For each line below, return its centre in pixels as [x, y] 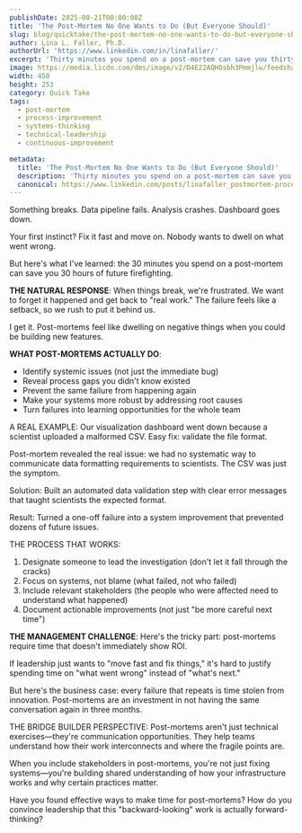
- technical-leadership [62, 135]
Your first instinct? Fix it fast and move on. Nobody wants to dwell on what [147, 237]
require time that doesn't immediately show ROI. [98, 646]
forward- [271, 810]
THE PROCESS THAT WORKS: [65, 545]
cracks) [36, 572]
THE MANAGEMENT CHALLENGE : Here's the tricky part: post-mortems [142, 637]
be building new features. [57, 337]
